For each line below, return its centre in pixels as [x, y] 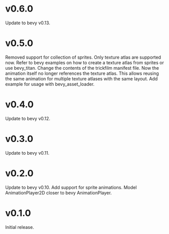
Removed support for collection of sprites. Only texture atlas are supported [83, 57]
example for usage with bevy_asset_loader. [50, 84]
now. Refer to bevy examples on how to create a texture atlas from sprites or [85, 62]
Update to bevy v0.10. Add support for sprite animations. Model [71, 187]
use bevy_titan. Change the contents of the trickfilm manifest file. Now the [82, 68]
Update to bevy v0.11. [27, 153]
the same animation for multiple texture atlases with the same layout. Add [81, 78]
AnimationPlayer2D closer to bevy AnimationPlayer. [59, 193]
